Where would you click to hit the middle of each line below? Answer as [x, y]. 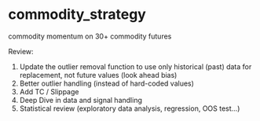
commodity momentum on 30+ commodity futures [90, 36]
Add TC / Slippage [49, 91]
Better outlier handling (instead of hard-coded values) [107, 83]
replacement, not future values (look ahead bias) [98, 75]
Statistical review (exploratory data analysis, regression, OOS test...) [130, 108]
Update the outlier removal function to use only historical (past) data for [135, 66]
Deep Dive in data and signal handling [81, 100]
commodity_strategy [77, 15]
